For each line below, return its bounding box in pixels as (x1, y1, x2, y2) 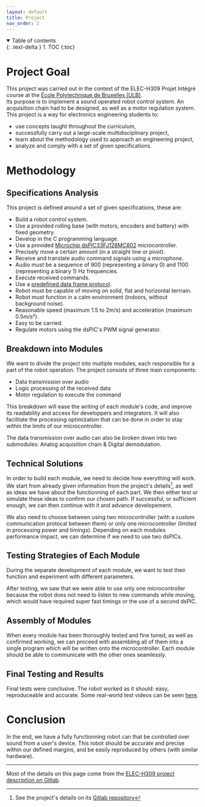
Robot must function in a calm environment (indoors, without (15, 293, 168, 301)
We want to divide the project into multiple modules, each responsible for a (6, 360, 195, 367)
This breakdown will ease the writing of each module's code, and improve (6, 403, 192, 411)
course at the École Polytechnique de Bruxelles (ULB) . (6, 91, 143, 99)
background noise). (15, 300, 65, 307)
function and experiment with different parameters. (6, 573, 135, 580)
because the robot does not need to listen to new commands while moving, (6, 591, 196, 598)
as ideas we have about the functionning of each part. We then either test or (6, 489, 198, 496)
